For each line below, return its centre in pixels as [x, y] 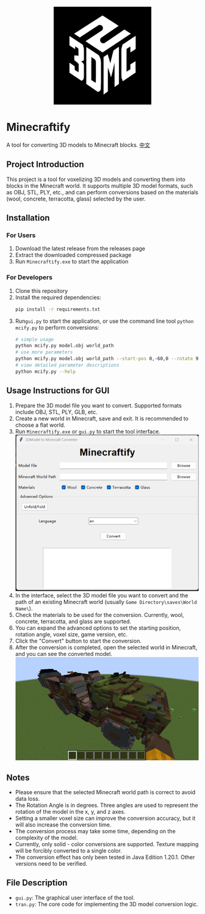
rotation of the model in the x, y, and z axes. [70, 811]
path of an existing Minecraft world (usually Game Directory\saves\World [106, 602]
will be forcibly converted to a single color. [68, 850]
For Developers [30, 278]
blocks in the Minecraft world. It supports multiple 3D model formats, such [100, 186]
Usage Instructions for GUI [58, 391]
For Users [21, 235]
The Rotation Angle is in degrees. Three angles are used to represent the [106, 805]
